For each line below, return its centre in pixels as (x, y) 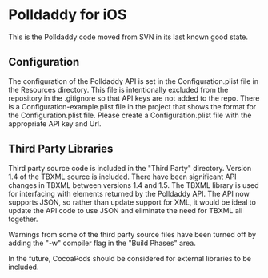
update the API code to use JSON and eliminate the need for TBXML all (126, 210)
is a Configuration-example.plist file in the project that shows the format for (132, 106)
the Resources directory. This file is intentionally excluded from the (118, 89)
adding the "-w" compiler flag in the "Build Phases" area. (102, 243)
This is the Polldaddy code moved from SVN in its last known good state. (128, 37)
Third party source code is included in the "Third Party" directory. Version (130, 168)
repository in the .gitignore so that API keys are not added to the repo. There (134, 98)
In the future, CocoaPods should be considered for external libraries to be (130, 258)
